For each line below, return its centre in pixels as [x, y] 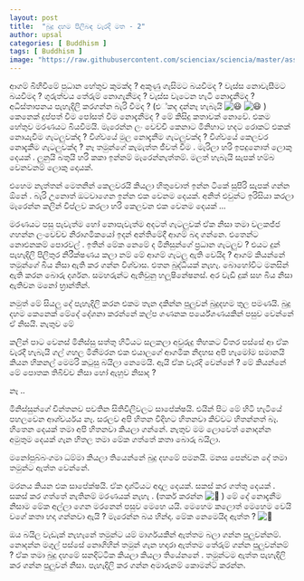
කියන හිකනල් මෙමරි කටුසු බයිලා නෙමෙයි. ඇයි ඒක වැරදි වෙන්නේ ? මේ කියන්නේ [148, 362]
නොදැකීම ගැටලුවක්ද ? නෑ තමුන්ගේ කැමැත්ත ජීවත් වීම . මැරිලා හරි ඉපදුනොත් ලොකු [151, 147]
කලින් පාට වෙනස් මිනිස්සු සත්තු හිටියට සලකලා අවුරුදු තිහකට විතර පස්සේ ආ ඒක [149, 342]
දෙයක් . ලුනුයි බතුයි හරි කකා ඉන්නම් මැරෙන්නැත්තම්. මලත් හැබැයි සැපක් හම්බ [142, 157]
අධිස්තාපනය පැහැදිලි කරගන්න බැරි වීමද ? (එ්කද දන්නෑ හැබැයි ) [138, 106]
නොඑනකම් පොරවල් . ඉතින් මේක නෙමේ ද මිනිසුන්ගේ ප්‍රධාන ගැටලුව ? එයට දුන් [145, 244]
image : [22, 60]
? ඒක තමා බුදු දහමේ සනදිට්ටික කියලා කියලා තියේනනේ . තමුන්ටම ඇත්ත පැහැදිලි [148, 555]
